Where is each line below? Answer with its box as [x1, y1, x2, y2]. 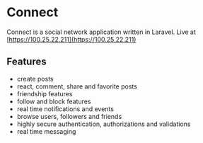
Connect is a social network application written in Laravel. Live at [6, 28, 196, 36]
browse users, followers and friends [16, 112, 122, 120]
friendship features [16, 89, 73, 98]
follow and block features [16, 97, 91, 105]
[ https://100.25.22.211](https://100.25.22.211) [6, 35, 137, 43]
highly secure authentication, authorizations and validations [16, 120, 191, 128]
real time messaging [16, 127, 76, 135]
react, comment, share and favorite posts [16, 82, 137, 91]
